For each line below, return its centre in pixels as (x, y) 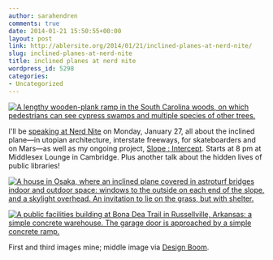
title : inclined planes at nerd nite (72, 62)
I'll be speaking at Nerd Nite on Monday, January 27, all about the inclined (132, 131)
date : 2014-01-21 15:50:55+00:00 (65, 31)
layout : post (30, 38)
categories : (28, 76)
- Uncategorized (36, 83)
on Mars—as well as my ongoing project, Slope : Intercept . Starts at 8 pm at (135, 148)
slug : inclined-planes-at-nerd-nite (70, 53)
